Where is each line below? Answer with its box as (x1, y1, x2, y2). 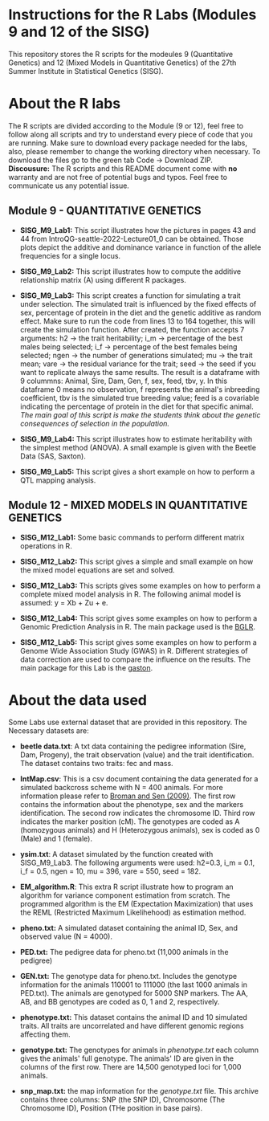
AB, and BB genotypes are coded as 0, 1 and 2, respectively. (19, 997, 220, 1007)
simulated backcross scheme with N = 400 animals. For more (19, 783, 223, 793)
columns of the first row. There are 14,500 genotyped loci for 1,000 (19, 1062, 242, 1072)
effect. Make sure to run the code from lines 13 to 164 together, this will (19, 316, 255, 326)
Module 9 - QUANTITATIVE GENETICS (8, 204, 202, 218)
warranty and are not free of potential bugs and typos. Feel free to (8, 172, 227, 181)
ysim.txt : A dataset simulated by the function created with (19, 850, 214, 859)
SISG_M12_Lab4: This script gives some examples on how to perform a (19, 613, 258, 623)
